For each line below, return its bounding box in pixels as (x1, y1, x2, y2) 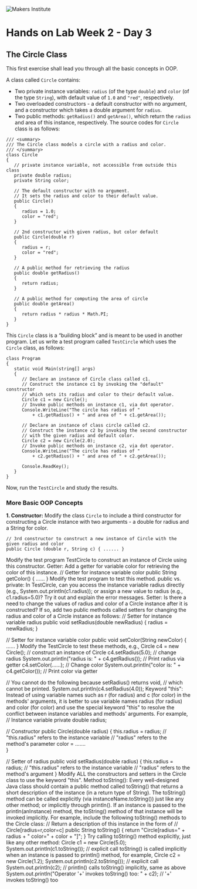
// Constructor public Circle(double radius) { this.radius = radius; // (6, 728, 167, 735)
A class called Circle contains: (6, 76, 81, 83)
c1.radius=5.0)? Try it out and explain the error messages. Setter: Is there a (6, 594, 186, 601)
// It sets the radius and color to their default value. (13, 193, 159, 199)
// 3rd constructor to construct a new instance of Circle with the (6, 536, 177, 542)
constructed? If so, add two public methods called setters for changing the (6, 607, 186, 614)
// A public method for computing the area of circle (13, 296, 148, 302)
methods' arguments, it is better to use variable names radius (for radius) (6, 698, 183, 705)
